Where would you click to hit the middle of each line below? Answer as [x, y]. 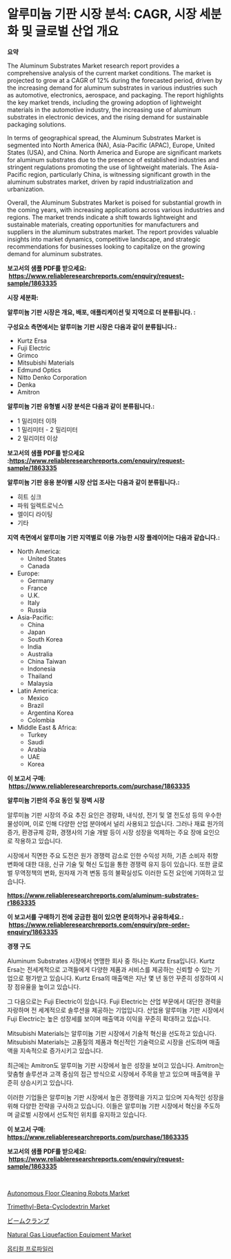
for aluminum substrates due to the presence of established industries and [113, 160]
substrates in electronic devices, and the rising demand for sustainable [108, 117]
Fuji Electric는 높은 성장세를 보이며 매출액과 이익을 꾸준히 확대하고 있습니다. [109, 1019]
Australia [40, 654]
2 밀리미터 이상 [38, 438]
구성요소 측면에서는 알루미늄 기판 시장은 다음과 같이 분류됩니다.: [92, 327]
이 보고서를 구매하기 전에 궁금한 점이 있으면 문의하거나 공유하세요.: [96, 916]
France [38, 588]
